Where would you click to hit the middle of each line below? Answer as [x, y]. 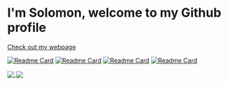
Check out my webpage [42, 47]
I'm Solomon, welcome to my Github [114, 13]
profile [27, 28]
